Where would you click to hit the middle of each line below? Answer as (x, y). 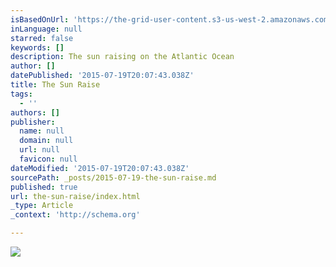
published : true (44, 187)
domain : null (46, 141)
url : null (39, 150)
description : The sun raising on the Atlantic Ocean (122, 57)
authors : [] (35, 112)
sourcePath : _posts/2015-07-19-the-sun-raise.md (113, 177)
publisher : (33, 122)
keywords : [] (37, 47)
